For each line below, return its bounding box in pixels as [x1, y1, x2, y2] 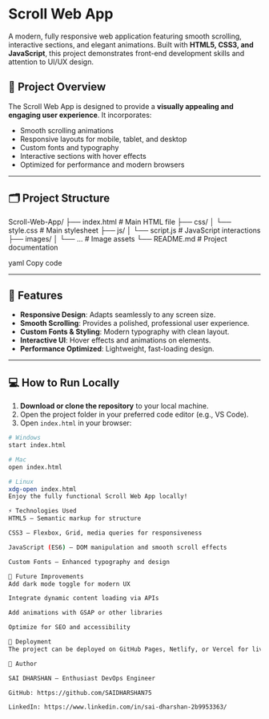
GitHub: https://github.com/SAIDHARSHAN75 [8, 689, 152, 697]
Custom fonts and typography [19, 142, 119, 152]
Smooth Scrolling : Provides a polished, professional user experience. [19, 319, 250, 328]
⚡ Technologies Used [8, 507, 78, 515]
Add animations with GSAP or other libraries [8, 609, 163, 617]
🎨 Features [8, 288, 63, 302]
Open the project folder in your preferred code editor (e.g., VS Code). [19, 410, 249, 420]
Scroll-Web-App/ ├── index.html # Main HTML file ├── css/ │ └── [8, 217, 232, 226]
